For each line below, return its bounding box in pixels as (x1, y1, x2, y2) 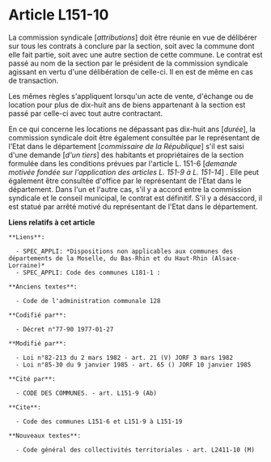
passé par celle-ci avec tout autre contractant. (8, 108, 163, 118)
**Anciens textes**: (8, 282, 78, 291)
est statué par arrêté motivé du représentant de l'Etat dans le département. (8, 201, 258, 212)
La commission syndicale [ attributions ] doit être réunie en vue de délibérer (8, 32, 257, 42)
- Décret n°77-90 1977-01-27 (15, 325, 114, 333)
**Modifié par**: (8, 339, 67, 348)
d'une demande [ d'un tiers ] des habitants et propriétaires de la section (8, 150, 244, 160)
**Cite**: (8, 403, 42, 411)
